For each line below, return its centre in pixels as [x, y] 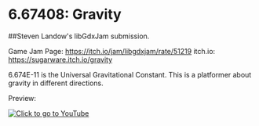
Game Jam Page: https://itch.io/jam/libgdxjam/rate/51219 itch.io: [112, 51]
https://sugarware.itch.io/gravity [60, 59]
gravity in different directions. [56, 83]
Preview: [22, 98]
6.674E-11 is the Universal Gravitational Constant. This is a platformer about [130, 74]
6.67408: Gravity [65, 14]
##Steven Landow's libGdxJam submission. [79, 36]
